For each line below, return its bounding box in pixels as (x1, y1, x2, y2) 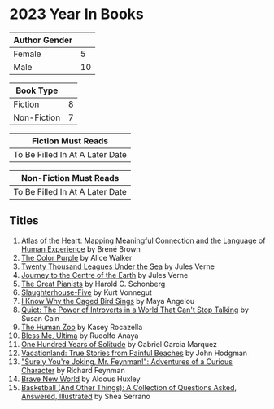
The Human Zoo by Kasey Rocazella (20, 322, 143, 332)
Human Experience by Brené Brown (20, 244, 141, 253)
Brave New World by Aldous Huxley (20, 374, 141, 384)
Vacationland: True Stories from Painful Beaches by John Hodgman (20, 348, 247, 358)
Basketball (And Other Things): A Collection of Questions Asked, (20, 382, 237, 392)
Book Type (15, 85, 59, 96)
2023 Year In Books (9, 5, 145, 24)
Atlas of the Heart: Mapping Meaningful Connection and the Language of (20, 235, 266, 245)
